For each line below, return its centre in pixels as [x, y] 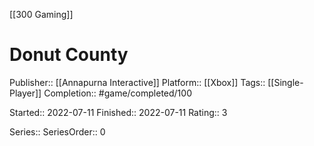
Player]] [25, 93]
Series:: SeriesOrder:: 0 [57, 131]
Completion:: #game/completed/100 [117, 93]
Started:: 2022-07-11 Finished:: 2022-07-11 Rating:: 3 [118, 112]
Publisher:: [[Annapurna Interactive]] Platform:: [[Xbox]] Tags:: [137, 82]
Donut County [69, 55]
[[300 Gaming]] [41, 14]
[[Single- [285, 82]
